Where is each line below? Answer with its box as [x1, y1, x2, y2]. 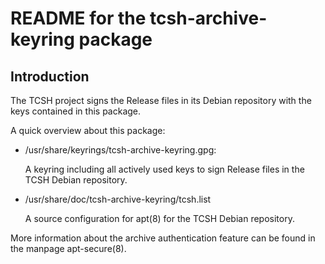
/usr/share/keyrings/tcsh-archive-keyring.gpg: [24, 144, 217, 156]
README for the [10, 7, 147, 30]
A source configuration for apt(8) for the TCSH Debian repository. [24, 213, 295, 224]
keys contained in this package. [10, 105, 142, 117]
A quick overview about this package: [10, 125, 166, 136]
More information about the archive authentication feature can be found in [10, 232, 316, 244]
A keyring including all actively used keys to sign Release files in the [24, 163, 305, 175]
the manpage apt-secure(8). [10, 243, 127, 254]
